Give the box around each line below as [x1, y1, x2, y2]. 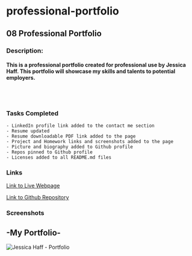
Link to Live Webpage [6, 182, 60, 190]
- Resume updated [6, 128, 50, 134]
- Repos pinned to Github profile [6, 149, 93, 155]
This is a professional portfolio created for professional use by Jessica [6, 62, 187, 69]
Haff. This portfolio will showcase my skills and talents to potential [6, 68, 176, 75]
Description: [6, 46, 43, 55]
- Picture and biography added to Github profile [6, 144, 134, 150]
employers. [6, 74, 36, 82]
